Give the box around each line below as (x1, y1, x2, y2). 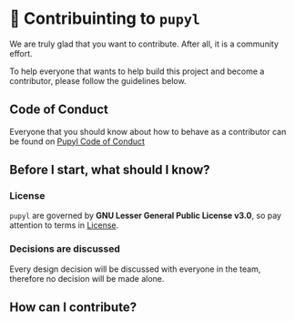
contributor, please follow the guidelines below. (9, 75, 187, 86)
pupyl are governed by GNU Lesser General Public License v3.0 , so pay (9, 210, 282, 222)
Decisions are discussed (9, 243, 120, 255)
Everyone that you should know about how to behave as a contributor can (9, 126, 287, 137)
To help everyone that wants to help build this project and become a (9, 66, 265, 77)
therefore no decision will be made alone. (9, 273, 165, 284)
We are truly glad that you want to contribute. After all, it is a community (9, 38, 280, 49)
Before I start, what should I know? (9, 162, 211, 178)
